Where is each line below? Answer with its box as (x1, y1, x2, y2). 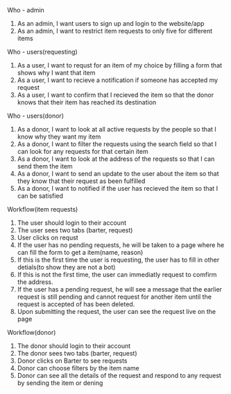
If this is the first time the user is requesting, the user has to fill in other (17, 255, 220, 264)
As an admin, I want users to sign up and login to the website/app (17, 19, 205, 27)
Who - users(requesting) (7, 48, 78, 56)
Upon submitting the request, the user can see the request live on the (17, 308, 216, 315)
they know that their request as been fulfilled (17, 177, 146, 185)
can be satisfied (17, 191, 64, 200)
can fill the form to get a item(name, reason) (17, 249, 144, 256)
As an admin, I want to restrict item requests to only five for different (17, 27, 213, 35)
